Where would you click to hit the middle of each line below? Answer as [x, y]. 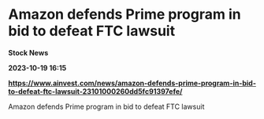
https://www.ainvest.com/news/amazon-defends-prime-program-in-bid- [132, 83]
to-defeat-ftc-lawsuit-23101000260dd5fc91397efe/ [95, 91]
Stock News [28, 52]
